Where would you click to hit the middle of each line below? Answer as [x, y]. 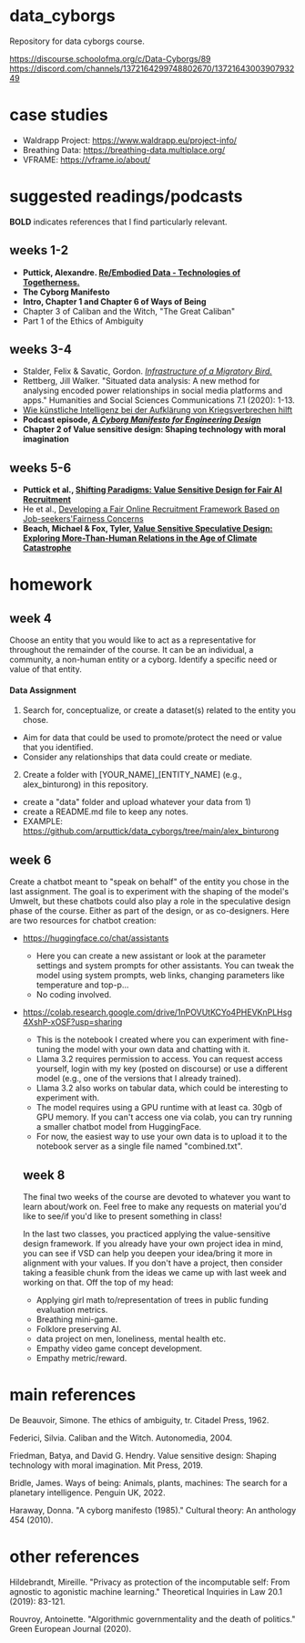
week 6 [30, 859]
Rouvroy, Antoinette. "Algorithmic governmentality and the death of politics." [152, 1618]
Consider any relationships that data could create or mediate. [137, 757]
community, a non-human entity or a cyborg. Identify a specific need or [143, 660]
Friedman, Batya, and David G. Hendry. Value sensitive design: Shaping [143, 1456]
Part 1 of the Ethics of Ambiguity [83, 321]
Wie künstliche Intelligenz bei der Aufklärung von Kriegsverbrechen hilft [158, 410]
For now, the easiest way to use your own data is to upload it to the [162, 1137]
